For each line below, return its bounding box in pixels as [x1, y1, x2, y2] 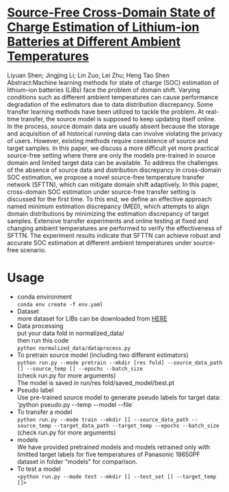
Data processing [16, 321, 64, 330]
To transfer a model [16, 408, 73, 416]
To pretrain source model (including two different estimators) [16, 351, 189, 359]
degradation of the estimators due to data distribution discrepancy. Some [7, 100, 213, 108]
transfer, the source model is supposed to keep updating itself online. [21, 114, 217, 123]
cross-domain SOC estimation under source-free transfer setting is [7, 187, 196, 196]
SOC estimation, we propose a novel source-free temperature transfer [7, 173, 205, 181]
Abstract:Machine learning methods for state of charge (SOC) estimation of [7, 78, 219, 86]
